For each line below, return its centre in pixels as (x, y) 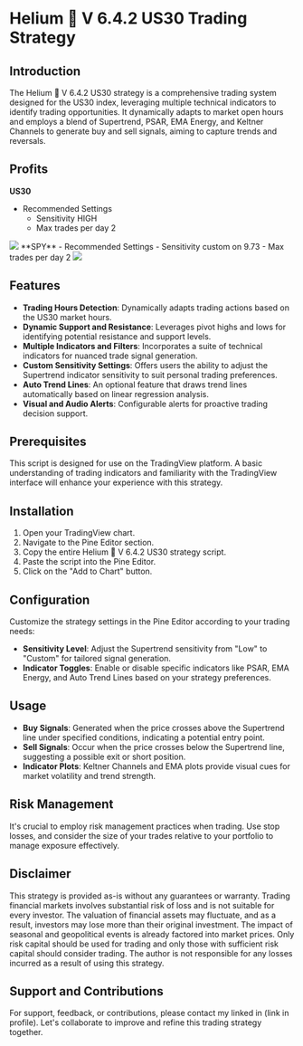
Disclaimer (40, 874)
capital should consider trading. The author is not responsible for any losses (151, 953)
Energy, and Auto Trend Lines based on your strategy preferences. (147, 678)
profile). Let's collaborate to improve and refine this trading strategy (136, 1022)
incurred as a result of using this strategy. (87, 963)
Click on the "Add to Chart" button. (87, 571)
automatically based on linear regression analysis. (116, 394)
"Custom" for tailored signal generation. (97, 659)
